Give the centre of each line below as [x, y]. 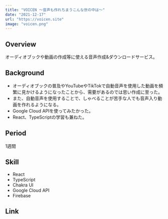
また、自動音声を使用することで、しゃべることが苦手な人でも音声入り [85, 98]
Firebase [22, 195]
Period [16, 133]
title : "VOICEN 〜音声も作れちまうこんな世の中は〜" [55, 10]
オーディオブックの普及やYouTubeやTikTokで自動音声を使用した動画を [86, 85]
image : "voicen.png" [27, 24]
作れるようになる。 [41, 104]
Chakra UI [23, 185]
